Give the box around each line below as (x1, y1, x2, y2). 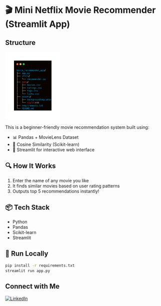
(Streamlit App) (5, 18, 70, 30)
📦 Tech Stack (5, 203, 50, 212)
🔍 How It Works (5, 162, 56, 170)
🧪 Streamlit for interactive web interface (12, 146, 95, 153)
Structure (5, 38, 36, 47)
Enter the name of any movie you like (12, 177, 89, 183)
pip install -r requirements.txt (5, 263, 75, 268)
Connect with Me (5, 282, 60, 291)
